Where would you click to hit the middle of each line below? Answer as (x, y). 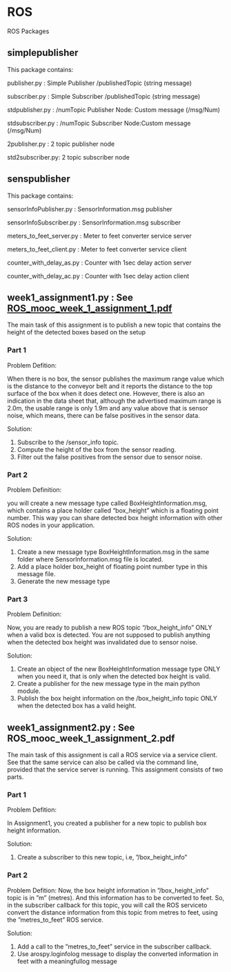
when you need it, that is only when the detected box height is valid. (114, 676)
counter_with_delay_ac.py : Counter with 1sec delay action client (98, 276)
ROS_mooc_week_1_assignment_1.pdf (90, 308)
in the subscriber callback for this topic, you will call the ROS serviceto (107, 905)
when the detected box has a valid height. (77, 706)
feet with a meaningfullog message (67, 961)
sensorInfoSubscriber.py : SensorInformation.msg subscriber (94, 222)
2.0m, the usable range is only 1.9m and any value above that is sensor (108, 408)
